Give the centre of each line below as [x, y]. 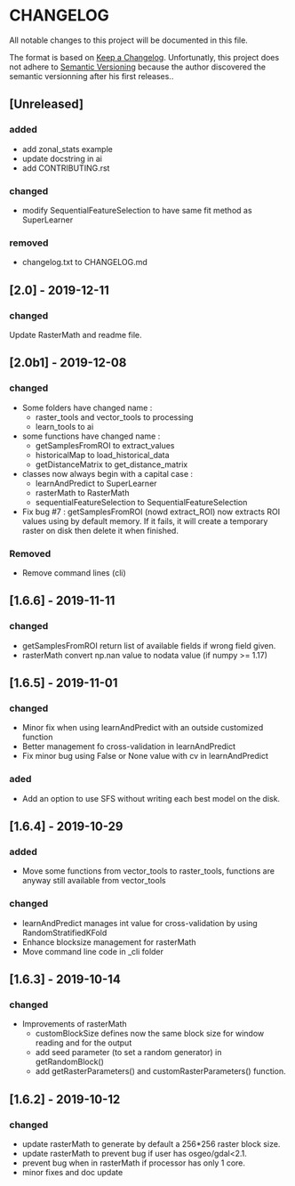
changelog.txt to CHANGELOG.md [85, 262]
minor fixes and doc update [72, 1172]
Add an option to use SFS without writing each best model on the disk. [151, 798]
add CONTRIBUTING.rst [66, 168]
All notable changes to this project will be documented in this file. [129, 40]
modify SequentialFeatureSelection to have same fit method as [137, 210]
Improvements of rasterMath [74, 1024]
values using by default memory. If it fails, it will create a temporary [145, 520]
